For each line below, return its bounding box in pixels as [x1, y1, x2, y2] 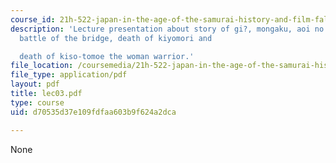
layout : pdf [10, 79, 60, 90]
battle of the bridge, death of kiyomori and [19, 33, 213, 43]
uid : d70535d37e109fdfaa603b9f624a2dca [10, 107, 177, 117]
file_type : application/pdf [10, 70, 128, 80]
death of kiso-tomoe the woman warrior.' [19, 51, 195, 61]
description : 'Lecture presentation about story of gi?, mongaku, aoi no [10, 24, 325, 34]
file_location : [10, 61, 74, 71]
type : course [10, 97, 65, 108]
